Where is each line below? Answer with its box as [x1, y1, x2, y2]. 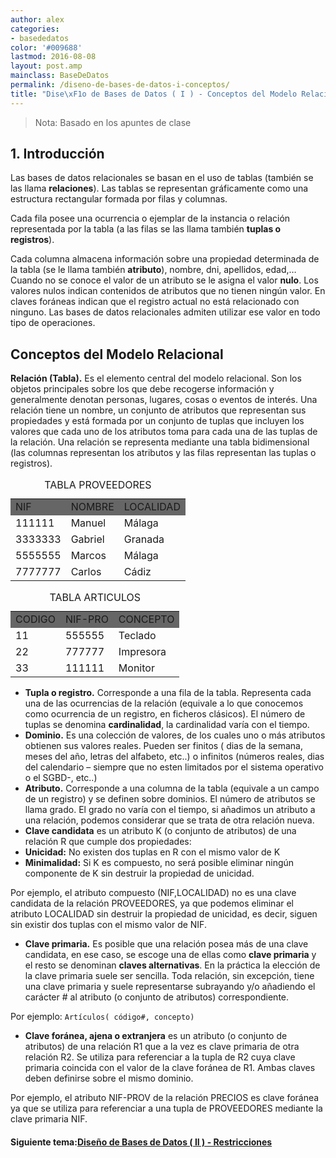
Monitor [118, 661, 155, 675]
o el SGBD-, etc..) [24, 772, 98, 784]
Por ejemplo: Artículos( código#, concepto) [10, 1011, 195, 1023]
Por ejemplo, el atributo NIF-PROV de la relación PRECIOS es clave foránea [10, 1092, 320, 1104]
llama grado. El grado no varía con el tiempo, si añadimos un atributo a [24, 804, 316, 816]
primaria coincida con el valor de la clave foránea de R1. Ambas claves [24, 1062, 316, 1074]
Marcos [70, 549, 107, 563]
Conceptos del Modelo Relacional [10, 346, 224, 363]
